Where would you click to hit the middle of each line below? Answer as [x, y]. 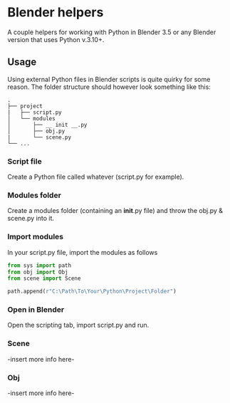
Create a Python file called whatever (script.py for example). [96, 177]
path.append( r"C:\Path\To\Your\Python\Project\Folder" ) [92, 292]
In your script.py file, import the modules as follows [83, 252]
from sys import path [40, 265]
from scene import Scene [44, 278]
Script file [25, 161]
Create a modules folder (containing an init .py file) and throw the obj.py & [115, 211]
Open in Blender [36, 310]
